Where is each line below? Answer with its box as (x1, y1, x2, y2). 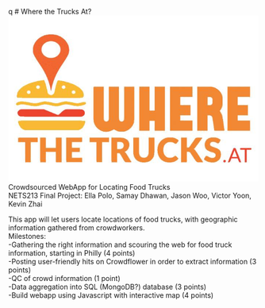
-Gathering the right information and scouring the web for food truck (8, 240, 232, 249)
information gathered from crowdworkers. (8, 222, 145, 233)
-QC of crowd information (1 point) (8, 273, 121, 283)
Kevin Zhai (8, 198, 43, 209)
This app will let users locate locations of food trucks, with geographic (8, 214, 238, 224)
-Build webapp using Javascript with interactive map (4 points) (8, 290, 214, 300)
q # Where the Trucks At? (8, 7, 92, 16)
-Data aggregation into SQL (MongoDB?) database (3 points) (8, 282, 207, 291)
